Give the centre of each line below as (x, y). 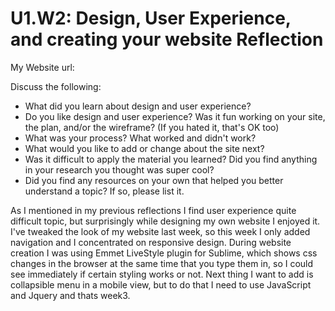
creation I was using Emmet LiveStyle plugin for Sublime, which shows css (164, 253)
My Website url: (42, 67)
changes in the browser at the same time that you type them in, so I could (162, 263)
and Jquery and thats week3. (70, 295)
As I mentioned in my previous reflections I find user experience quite (153, 210)
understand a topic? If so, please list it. (104, 191)
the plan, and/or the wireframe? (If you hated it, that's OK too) (152, 127)
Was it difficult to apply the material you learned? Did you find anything (171, 159)
